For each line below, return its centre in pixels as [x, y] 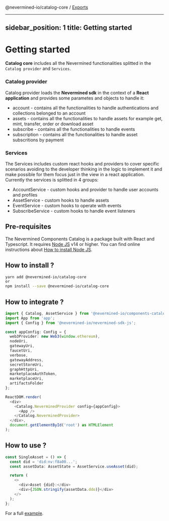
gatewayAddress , [27, 360]
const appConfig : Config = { [36, 332]
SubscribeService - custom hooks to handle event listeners [74, 211]
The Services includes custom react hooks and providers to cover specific [82, 163]
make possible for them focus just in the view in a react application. [75, 174]
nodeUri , [19, 341]
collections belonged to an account [49, 113]
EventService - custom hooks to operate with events [67, 205]
